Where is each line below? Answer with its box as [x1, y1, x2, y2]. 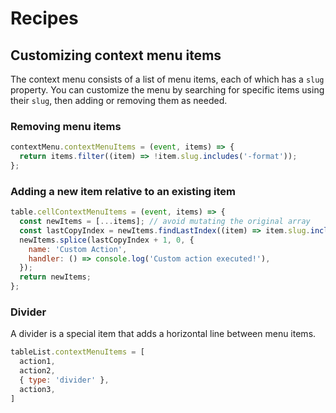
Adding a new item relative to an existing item [10, 184, 237, 198]
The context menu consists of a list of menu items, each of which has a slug [10, 73, 325, 85]
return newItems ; [19, 272, 92, 282]
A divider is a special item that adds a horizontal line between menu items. [10, 328, 317, 340]
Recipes [10, 7, 79, 30]
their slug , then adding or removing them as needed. [10, 95, 228, 106]
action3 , [19, 384, 56, 394]
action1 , [19, 357, 56, 367]
